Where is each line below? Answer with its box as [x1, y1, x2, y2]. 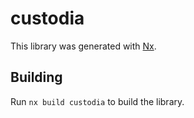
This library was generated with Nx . [10, 40, 157, 52]
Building [10, 69, 63, 86]
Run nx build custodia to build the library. [10, 95, 185, 107]
